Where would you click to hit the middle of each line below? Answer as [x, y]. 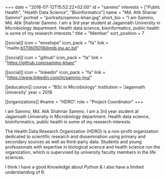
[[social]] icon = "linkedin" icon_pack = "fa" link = [55, 72]
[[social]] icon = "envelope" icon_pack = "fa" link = [57, 43]
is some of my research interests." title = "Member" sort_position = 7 [75, 33]
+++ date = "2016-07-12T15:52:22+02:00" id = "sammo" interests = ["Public [83, 7]
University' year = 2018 [29, 92]
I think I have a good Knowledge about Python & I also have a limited [74, 167]
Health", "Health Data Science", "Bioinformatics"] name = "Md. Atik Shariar [81, 12]
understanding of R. [25, 172]
